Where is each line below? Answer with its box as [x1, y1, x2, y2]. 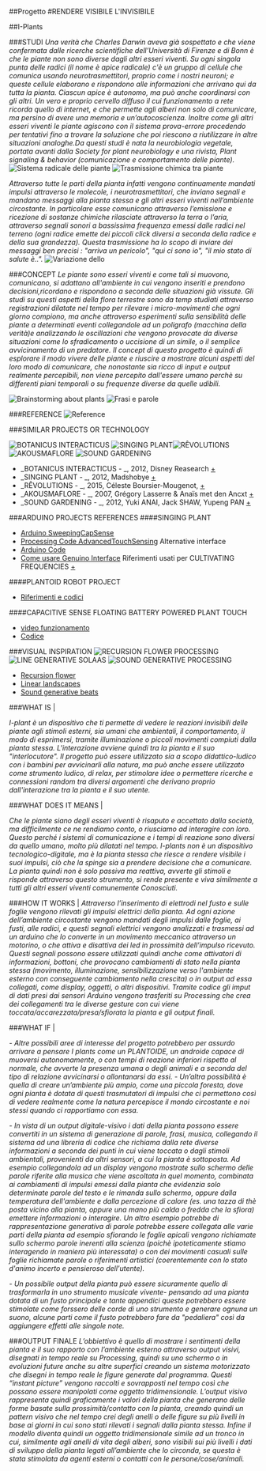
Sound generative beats [20, 687, 99, 697]
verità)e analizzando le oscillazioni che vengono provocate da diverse [9, 328, 238, 338]
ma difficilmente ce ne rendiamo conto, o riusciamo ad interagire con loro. [9, 824, 251, 834]
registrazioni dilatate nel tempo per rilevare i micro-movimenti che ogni [9, 304, 240, 312]
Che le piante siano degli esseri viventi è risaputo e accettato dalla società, [9, 816, 255, 825]
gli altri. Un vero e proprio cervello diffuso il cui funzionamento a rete [9, 96, 234, 105]
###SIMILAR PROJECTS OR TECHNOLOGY [9, 425, 150, 434]
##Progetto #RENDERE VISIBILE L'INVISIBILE [9, 7, 155, 16]
